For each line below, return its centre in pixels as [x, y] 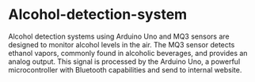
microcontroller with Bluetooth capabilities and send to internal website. [125, 69]
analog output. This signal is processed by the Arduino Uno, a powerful [124, 61]
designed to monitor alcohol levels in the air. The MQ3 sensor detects [122, 44]
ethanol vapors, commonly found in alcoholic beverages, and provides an [128, 53]
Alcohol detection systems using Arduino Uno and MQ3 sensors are [119, 36]
